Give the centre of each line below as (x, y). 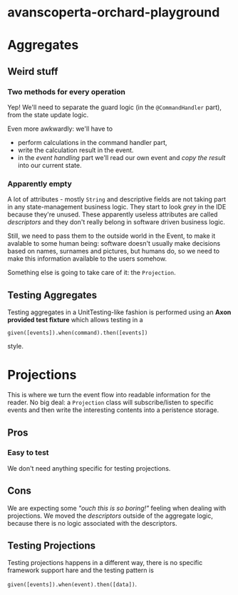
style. (15, 346)
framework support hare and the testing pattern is (81, 570)
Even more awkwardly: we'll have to (60, 129)
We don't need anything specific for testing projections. (89, 468)
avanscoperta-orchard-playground (114, 12)
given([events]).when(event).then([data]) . (72, 584)
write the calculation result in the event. (76, 150)
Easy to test (28, 453)
